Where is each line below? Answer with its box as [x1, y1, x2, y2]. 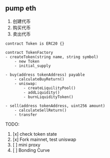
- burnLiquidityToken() [23, 94, 74, 100]
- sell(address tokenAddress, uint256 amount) [5, 103, 105, 108]
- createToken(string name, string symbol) [5, 54, 99, 59]
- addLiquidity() [23, 90, 60, 95]
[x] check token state [12, 131, 57, 137]
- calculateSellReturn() [14, 108, 67, 113]
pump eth [5, 4, 36, 13]
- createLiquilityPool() [23, 85, 76, 90]
